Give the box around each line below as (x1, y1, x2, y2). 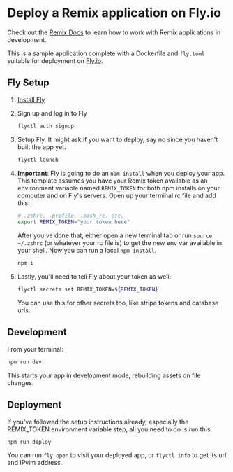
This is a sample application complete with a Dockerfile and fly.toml (7, 49, 205, 57)
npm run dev (7, 359, 42, 366)
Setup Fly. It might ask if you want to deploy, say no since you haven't (17, 135, 218, 144)
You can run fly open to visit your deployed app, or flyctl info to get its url (7, 451, 227, 459)
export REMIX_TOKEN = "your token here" (17, 218, 130, 225)
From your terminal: (7, 345, 64, 353)
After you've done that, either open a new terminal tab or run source (17, 231, 213, 240)
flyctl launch (17, 156, 59, 163)
